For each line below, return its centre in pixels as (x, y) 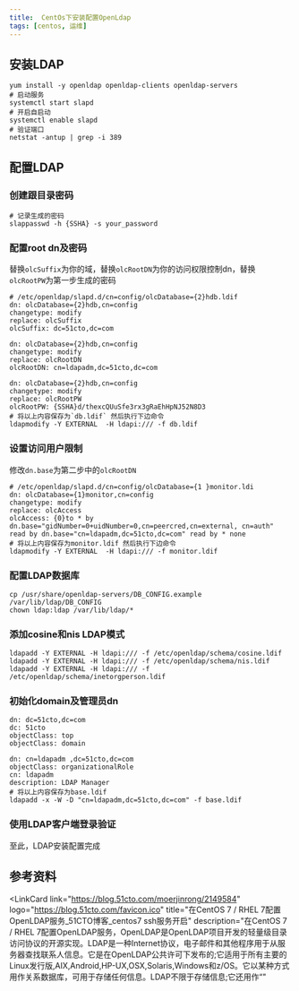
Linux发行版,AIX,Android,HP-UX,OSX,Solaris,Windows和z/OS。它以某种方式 (149, 965)
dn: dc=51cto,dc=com (48, 720)
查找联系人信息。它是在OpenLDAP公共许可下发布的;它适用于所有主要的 (156, 954)
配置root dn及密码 (48, 247)
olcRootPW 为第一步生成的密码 (63, 280)
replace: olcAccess (46, 510)
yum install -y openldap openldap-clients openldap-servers (124, 86)
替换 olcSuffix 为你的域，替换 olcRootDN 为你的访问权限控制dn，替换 (132, 269)
